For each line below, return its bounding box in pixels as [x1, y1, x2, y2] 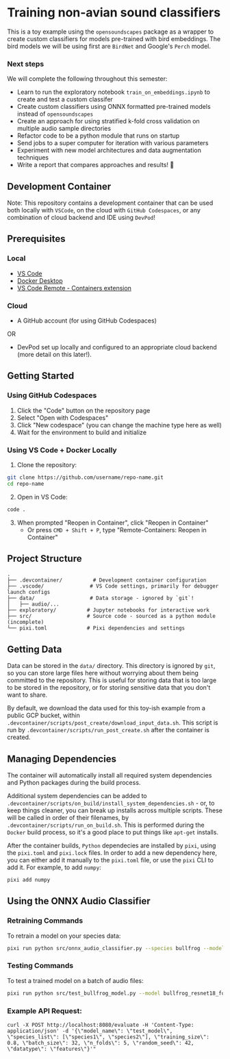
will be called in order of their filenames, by [7, 814, 129, 822]
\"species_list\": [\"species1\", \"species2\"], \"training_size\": [7, 1033, 210, 1041]
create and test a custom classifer [16, 95, 113, 103]
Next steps [7, 59, 44, 68]
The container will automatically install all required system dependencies [7, 771, 212, 780]
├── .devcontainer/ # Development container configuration [7, 577, 207, 584]
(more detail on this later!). [16, 351, 92, 359]
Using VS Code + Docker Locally [7, 445, 118, 455]
